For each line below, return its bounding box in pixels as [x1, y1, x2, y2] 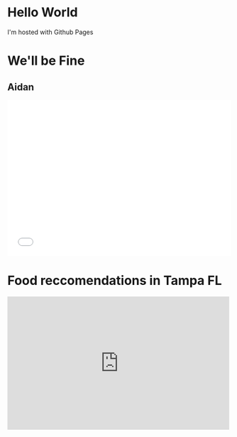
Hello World [7, 4, 78, 21]
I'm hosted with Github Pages [7, 28, 94, 36]
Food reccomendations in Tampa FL [7, 273, 222, 288]
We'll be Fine [7, 53, 85, 69]
